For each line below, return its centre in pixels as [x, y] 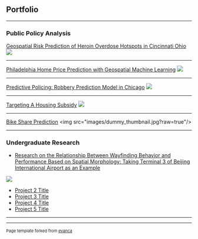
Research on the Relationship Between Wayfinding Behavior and [93, 155]
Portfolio [22, 10]
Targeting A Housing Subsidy [42, 105]
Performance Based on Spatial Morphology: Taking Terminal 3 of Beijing [102, 162]
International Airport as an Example [57, 168]
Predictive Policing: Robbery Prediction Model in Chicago [76, 87]
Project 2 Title [32, 190]
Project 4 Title [32, 203]
